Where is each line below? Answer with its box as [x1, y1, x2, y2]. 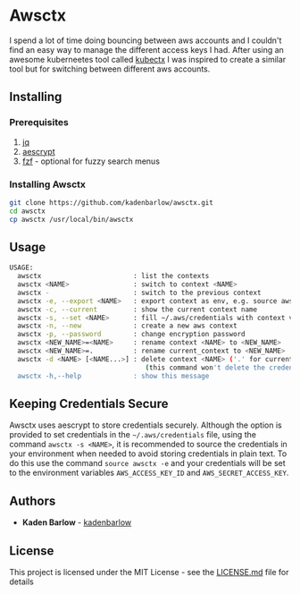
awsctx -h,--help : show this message [17, 371, 210, 380]
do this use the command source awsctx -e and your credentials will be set [9, 458, 286, 469]
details [9, 576, 34, 587]
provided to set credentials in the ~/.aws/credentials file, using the [9, 429, 257, 440]
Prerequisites [9, 116, 69, 129]
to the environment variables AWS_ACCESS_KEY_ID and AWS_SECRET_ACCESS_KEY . [9, 467, 289, 479]
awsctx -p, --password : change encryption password [17, 330, 246, 339]
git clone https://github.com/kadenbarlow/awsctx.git [9, 198, 214, 207]
